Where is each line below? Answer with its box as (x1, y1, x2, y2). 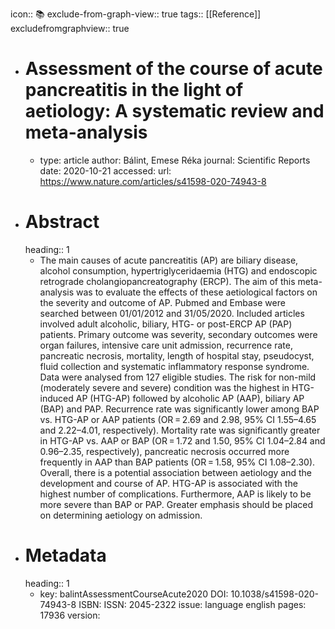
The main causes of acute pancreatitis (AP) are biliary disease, (39, 254, 299, 266)
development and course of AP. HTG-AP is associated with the (39, 477, 298, 489)
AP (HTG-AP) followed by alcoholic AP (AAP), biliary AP (75, 392, 305, 404)
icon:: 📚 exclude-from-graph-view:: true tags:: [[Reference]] (10, 8, 262, 20)
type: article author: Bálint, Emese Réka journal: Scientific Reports (39, 154, 311, 166)
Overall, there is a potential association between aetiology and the (39, 466, 312, 478)
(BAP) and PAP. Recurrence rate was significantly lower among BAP (39, 403, 320, 415)
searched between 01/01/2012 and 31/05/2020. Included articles (39, 307, 305, 319)
